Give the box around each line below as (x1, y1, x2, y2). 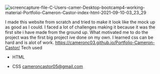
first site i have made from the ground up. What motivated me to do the (5, 30, 148, 35)
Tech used (21, 45, 43, 50)
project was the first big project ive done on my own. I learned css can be (5, 34, 154, 40)
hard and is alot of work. (5, 40, 54, 45)
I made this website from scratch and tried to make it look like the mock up (5, 19, 156, 25)
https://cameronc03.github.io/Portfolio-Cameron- (55, 40, 155, 45)
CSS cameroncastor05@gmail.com (12, 63, 83, 69)
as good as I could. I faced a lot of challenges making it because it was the (5, 24, 156, 30)
